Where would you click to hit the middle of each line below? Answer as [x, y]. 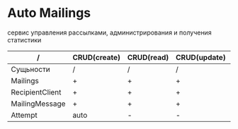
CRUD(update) [201, 57]
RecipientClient [36, 92]
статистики [24, 39]
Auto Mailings [49, 13]
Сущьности [31, 69]
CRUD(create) [96, 57]
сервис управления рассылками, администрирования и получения [109, 32]
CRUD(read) [148, 57]
